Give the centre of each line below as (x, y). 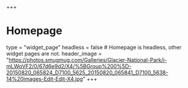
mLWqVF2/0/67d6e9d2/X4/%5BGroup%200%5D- (69, 66)
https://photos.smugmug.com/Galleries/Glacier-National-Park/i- (88, 59)
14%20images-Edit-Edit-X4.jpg (44, 78)
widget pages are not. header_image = (54, 54)
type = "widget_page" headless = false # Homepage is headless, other (94, 47)
